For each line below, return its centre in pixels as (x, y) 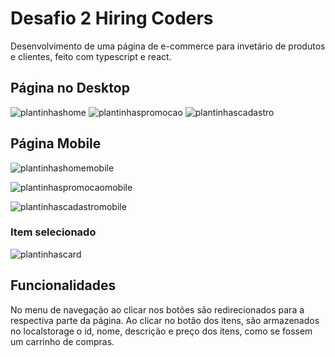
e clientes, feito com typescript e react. (91, 56)
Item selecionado (53, 232)
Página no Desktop (70, 88)
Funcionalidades (63, 285)
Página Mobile (56, 143)
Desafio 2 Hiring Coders (112, 18)
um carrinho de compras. (62, 341)
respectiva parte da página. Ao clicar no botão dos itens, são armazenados (165, 320)
